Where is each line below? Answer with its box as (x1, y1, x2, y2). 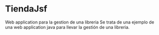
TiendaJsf (5, 3, 47, 14)
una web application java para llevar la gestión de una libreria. (5, 24, 130, 30)
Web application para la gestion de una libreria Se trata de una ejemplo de (5, 19, 155, 25)
